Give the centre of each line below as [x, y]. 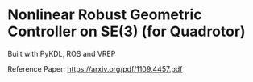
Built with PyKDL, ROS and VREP [62, 53]
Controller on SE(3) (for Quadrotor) [127, 31]
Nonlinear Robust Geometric [105, 15]
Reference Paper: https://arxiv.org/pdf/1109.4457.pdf [95, 68]
